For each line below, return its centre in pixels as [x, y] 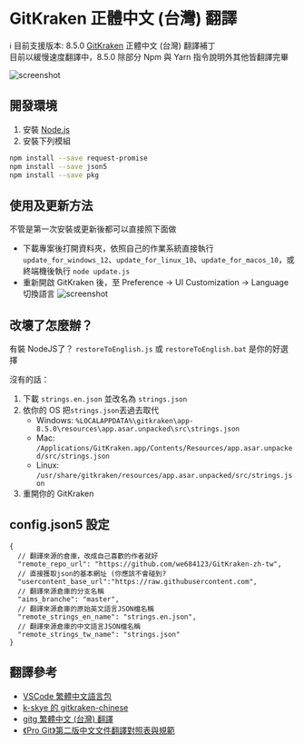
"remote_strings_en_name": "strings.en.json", [107, 617]
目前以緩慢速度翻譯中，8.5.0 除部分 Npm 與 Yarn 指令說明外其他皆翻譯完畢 [149, 56]
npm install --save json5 [58, 166]
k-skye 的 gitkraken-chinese [75, 707]
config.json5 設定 [60, 525]
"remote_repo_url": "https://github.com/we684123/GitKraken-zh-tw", [150, 564]
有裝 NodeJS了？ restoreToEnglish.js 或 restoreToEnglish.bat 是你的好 [145, 349]
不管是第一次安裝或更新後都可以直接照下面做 [93, 229]
